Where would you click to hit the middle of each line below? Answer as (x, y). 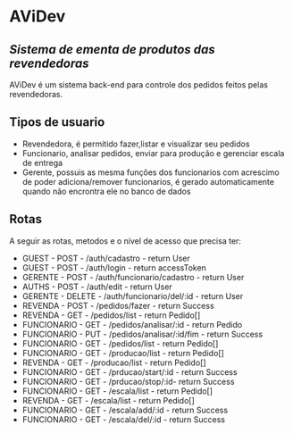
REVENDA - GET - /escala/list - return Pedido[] (108, 400)
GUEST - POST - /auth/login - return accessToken (114, 267)
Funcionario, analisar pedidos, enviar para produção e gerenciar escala (153, 153)
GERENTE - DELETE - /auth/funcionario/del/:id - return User (133, 296)
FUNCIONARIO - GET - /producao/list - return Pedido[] (123, 353)
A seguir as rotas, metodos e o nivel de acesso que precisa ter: (125, 241)
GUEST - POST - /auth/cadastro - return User (106, 258)
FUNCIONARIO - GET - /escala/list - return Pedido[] (117, 391)
